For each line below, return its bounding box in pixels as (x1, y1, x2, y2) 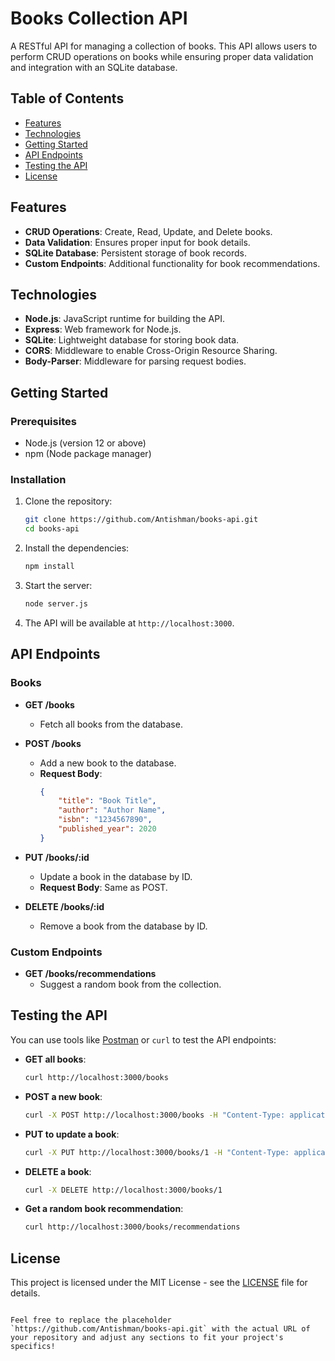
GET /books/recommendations (24, 968, 157, 980)
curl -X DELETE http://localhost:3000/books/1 (24, 1185, 223, 1195)
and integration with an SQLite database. (10, 61, 178, 73)
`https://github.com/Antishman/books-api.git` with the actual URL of (10, 1324, 311, 1334)
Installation (10, 472, 67, 486)
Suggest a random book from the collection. (39, 978, 222, 991)
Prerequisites (10, 414, 77, 428)
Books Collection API (10, 7, 188, 30)
